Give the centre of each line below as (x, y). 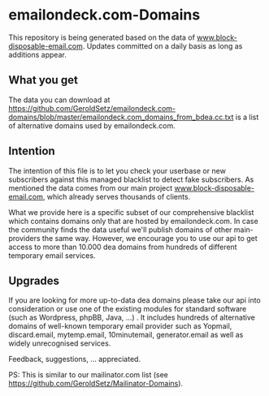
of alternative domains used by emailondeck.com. (92, 125)
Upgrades (34, 280)
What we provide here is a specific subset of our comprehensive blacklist (131, 212)
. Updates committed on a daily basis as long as (163, 45)
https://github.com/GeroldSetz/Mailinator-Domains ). (96, 384)
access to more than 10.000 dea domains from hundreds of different (123, 247)
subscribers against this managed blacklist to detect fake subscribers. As (131, 179)
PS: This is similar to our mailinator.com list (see (88, 375)
